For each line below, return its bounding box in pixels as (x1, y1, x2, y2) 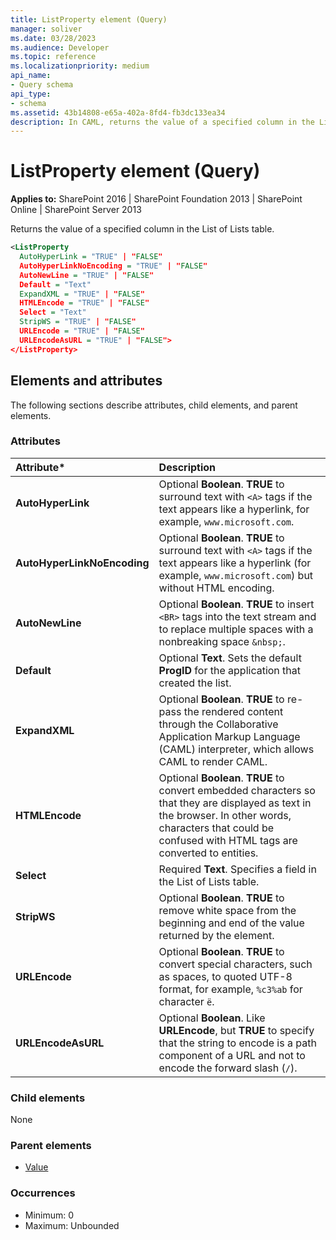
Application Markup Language (158, 729, 301, 743)
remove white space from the (158, 903, 297, 917)
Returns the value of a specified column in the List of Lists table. (10, 223, 275, 235)
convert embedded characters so (158, 783, 316, 797)
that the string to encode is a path (158, 1036, 317, 1050)
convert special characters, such (158, 957, 313, 971)
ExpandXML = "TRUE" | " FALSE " (19, 289, 145, 299)
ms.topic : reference (10, 52, 97, 62)
